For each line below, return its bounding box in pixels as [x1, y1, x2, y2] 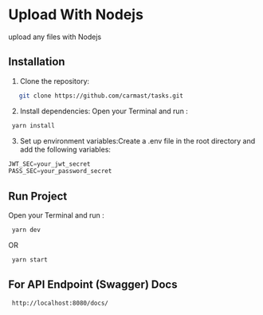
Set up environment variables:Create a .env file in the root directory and [19, 136, 256, 145]
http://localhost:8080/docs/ [11, 299, 109, 307]
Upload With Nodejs [8, 6, 143, 24]
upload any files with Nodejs [8, 32, 102, 41]
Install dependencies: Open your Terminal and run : [19, 106, 189, 116]
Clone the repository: [19, 76, 90, 85]
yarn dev [11, 226, 41, 234]
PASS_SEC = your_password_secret [8, 167, 112, 175]
